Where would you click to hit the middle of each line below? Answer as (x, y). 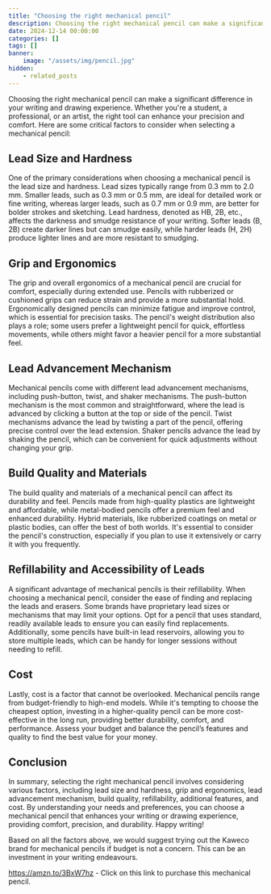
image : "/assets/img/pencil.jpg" (79, 61)
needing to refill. (35, 649)
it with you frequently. (44, 544)
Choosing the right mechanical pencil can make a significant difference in (131, 99)
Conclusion (38, 762)
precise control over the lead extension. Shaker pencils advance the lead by (134, 431)
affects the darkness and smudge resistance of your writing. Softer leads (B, (135, 221)
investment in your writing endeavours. (73, 858)
